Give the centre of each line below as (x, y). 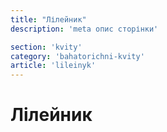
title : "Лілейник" (48, 19)
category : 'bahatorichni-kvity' (77, 56)
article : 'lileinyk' (53, 66)
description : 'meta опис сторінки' (84, 29)
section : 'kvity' (46, 47)
